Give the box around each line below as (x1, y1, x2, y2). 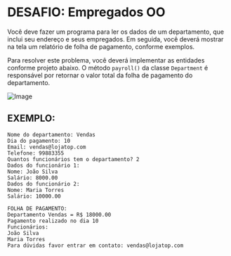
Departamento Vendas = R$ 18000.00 (7, 211, 112, 218)
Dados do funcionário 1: (7, 162, 80, 169)
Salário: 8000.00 (7, 174, 58, 181)
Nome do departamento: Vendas (7, 131, 96, 138)
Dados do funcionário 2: (7, 180, 80, 187)
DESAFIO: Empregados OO (7, 4, 166, 20)
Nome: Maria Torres (7, 186, 65, 193)
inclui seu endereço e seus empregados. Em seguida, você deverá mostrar (7, 34, 224, 43)
